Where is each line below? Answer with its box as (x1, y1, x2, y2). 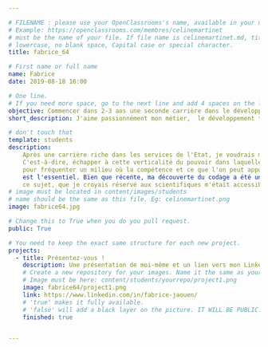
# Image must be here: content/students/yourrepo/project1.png (22, 276, 238, 284)
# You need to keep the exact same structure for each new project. (8, 239, 241, 247)
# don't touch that (8, 128, 73, 136)
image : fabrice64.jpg (8, 203, 81, 211)
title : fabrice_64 (8, 49, 69, 57)
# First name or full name (8, 63, 98, 71)
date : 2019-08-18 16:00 (8, 77, 88, 85)
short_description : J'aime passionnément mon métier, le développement (8, 114, 255, 122)
